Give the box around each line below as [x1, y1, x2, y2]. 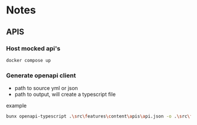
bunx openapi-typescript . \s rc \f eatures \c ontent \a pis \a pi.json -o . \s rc [6, 113, 188, 120]
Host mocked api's [6, 44, 60, 53]
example [6, 102, 27, 109]
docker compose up [6, 57, 51, 63]
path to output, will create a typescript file [14, 91, 116, 98]
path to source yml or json [14, 85, 78, 92]
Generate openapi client [6, 71, 76, 79]
